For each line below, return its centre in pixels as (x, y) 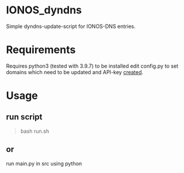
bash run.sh (35, 131)
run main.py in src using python (44, 163)
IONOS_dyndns (44, 10)
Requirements (41, 50)
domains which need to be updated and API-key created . (75, 72)
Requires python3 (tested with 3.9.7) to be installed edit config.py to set (92, 66)
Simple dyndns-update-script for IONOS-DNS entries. (71, 26)
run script (24, 117)
